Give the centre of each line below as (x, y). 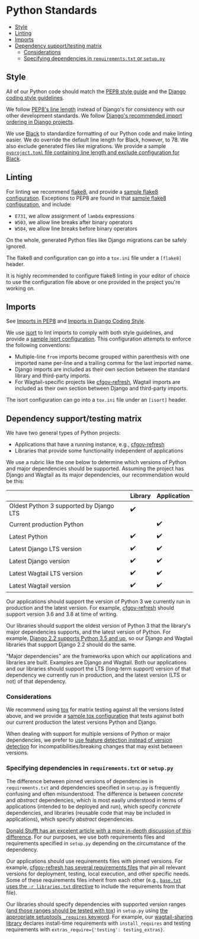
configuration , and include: (39, 204)
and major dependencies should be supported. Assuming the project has (95, 469)
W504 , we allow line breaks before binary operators (76, 228)
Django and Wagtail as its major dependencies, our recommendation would (98, 475)
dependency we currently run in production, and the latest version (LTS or (96, 675)
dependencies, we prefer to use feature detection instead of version (89, 740)
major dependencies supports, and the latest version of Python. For (89, 632)
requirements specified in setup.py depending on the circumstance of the (96, 843)
